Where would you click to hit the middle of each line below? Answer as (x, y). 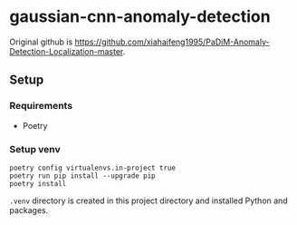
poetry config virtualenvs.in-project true (93, 168)
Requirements (41, 106)
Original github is (41, 42)
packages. (29, 210)
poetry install (38, 183)
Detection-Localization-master (67, 51)
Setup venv (35, 149)
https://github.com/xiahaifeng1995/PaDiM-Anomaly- (172, 42)
